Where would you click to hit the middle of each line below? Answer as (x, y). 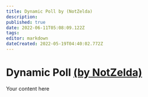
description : (22, 17)
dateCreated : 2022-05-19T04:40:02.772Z (55, 44)
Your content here (28, 88)
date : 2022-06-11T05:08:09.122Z (45, 28)
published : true (26, 22)
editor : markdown (27, 38)
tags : (13, 33)
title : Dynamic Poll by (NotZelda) (49, 11)
